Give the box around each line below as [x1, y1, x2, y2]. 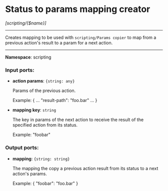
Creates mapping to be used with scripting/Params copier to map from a [5, 34, 156, 40]
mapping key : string [12, 107, 56, 113]
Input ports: [5, 66, 34, 73]
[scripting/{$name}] [5, 20, 46, 26]
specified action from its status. [12, 122, 78, 128]
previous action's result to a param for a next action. [5, 39, 113, 45]
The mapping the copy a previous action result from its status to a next [12, 165, 158, 171]
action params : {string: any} [12, 78, 75, 84]
